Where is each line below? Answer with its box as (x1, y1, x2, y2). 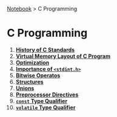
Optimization (15, 58, 50, 66)
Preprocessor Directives (15, 90, 79, 98)
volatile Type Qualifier (15, 104, 76, 111)
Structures (15, 78, 44, 85)
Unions (15, 84, 35, 92)
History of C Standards (15, 46, 75, 53)
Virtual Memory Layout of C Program (15, 52, 111, 60)
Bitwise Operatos (15, 72, 61, 79)
